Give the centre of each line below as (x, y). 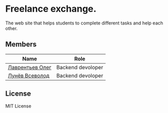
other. (12, 28)
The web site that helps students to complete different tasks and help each (84, 23)
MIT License (18, 106)
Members (21, 45)
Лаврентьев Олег (30, 67)
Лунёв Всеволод (29, 75)
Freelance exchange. (51, 9)
